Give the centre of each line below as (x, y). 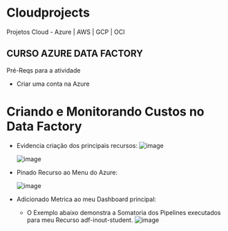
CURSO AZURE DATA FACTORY (75, 54)
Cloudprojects (48, 13)
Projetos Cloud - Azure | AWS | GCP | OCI (66, 32)
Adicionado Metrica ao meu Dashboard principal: (86, 199)
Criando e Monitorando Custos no (105, 111)
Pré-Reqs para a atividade (44, 70)
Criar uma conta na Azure (53, 84)
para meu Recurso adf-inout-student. (80, 220)
